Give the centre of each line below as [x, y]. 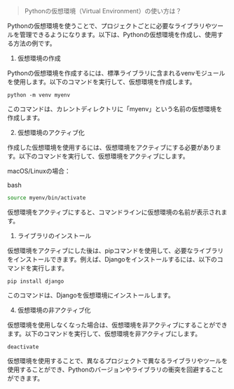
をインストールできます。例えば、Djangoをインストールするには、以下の [112, 259]
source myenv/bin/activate [47, 198]
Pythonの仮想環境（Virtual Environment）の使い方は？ [103, 11]
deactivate [23, 347]
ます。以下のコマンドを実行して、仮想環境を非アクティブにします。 [104, 333]
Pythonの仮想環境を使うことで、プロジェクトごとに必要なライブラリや [109, 26]
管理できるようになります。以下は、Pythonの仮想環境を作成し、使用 [118, 35]
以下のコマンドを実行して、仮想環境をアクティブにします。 [104, 156]
